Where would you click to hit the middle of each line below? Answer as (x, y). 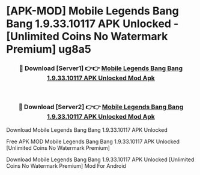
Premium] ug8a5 (49, 49)
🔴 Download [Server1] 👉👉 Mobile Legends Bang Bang (101, 68)
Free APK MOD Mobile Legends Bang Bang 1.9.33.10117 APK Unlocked (93, 141)
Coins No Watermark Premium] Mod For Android (66, 165)
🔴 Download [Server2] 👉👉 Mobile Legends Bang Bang (101, 107)
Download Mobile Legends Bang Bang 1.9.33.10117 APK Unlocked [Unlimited (100, 159)
